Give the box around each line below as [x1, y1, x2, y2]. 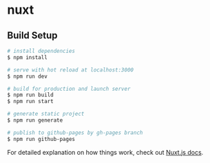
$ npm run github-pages [7, 135, 76, 142]
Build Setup [7, 30, 58, 41]
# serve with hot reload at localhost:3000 [7, 66, 134, 74]
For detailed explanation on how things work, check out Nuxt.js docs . [7, 148, 204, 156]
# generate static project [7, 111, 85, 118]
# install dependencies [7, 47, 76, 54]
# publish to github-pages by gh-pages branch [7, 129, 143, 136]
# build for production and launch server [7, 85, 131, 92]
